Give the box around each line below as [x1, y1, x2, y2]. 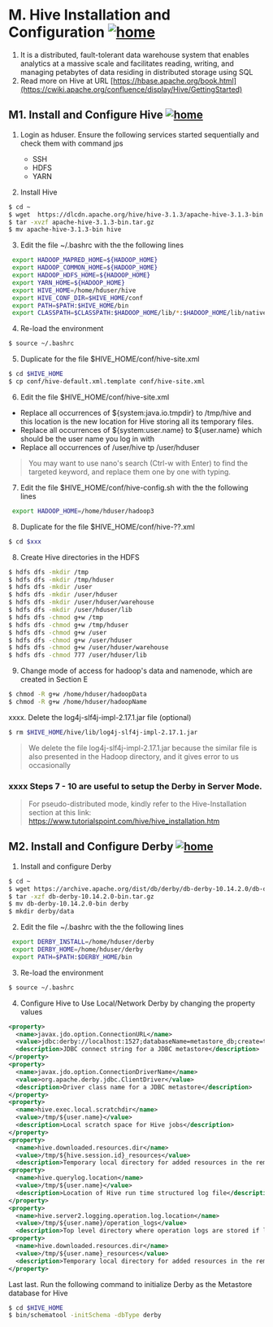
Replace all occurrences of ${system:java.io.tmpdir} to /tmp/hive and [19, 408, 252, 417]
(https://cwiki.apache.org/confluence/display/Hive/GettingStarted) [19, 84, 243, 94]
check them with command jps [19, 138, 123, 148]
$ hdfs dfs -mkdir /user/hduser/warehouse [8, 598, 154, 607]
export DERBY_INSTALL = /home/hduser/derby [11, 938, 154, 946]
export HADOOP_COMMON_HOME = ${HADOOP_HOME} [11, 264, 158, 272]
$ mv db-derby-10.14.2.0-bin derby [8, 900, 129, 908]
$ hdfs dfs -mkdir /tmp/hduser [8, 575, 115, 583]
